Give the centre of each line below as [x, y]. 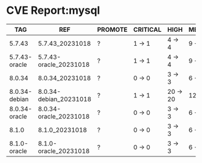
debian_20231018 [65, 99]
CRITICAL [147, 29]
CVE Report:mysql [53, 11]
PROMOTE [112, 29]
